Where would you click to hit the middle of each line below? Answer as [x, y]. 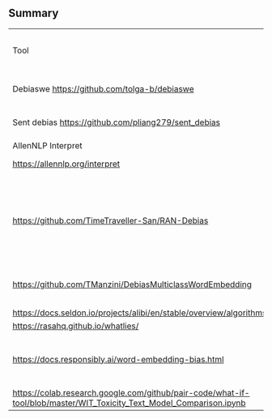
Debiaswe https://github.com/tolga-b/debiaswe [103, 88]
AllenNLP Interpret [47, 145]
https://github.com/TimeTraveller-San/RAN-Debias [110, 220]
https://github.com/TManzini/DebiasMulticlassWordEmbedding [132, 284]
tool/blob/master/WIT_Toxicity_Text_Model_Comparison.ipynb [129, 403]
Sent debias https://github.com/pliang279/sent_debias [117, 122]
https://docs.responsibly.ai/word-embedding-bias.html [118, 359]
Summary [34, 13]
